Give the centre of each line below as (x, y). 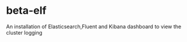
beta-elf (26, 11)
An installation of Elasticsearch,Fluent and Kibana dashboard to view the (94, 26)
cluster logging (24, 32)
